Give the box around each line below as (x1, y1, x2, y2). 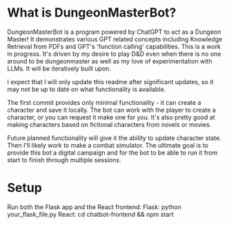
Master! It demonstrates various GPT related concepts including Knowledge (7, 35, 223, 43)
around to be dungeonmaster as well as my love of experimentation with (7, 57, 212, 65)
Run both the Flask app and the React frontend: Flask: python (7, 202, 181, 211)
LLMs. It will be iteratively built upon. (7, 64, 112, 72)
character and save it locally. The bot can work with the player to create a (7, 106, 216, 114)
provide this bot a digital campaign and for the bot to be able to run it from (7, 148, 218, 157)
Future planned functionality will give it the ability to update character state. (7, 133, 222, 142)
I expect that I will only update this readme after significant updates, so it (7, 77, 214, 86)
